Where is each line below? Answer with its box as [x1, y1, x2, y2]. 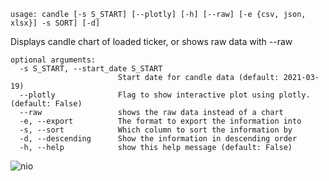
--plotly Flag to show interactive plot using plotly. [19, 90, 311, 100]
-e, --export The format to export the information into [19, 116, 302, 126]
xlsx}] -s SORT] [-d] [10, 18, 101, 28]
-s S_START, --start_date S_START [19, 64, 163, 74]
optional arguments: [10, 55, 97, 65]
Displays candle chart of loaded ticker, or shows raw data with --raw [10, 36, 293, 47]
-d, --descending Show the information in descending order [19, 134, 298, 144]
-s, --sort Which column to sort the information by [19, 125, 293, 135]
